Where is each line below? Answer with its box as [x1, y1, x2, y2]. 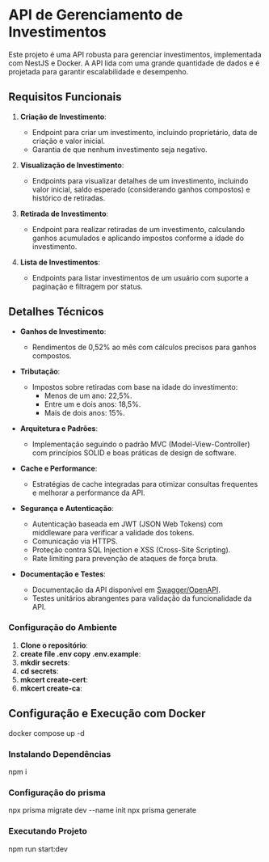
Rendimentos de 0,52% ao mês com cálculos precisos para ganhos [32, 342, 257, 352]
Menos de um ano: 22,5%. [44, 391, 132, 400]
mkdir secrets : [19, 657, 70, 667]
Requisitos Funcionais [8, 91, 123, 104]
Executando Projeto [8, 826, 87, 837]
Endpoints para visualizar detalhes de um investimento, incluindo [32, 175, 249, 185]
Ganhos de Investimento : [19, 326, 107, 336]
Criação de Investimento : [19, 112, 107, 121]
